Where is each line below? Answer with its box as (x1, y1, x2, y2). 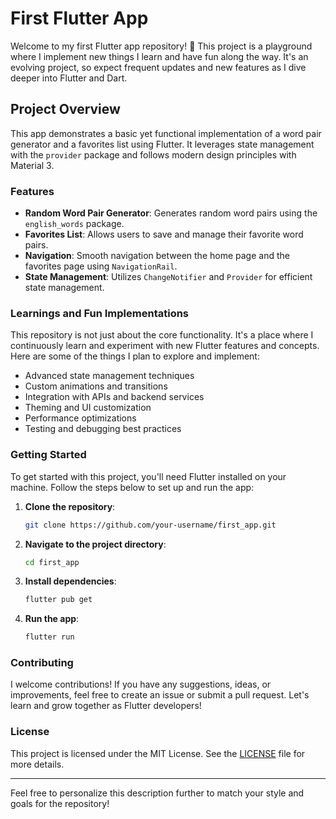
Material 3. (10, 159, 55, 171)
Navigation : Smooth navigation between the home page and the (24, 250, 290, 262)
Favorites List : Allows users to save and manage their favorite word (24, 228, 304, 241)
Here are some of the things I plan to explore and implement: (10, 350, 260, 362)
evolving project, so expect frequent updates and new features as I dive (10, 61, 307, 73)
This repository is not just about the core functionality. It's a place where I (10, 329, 314, 341)
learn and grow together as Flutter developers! (10, 700, 202, 712)
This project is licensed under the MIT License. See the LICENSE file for (10, 747, 306, 759)
